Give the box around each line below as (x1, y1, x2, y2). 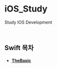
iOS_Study (4, 3, 48, 14)
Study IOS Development (4, 19, 53, 25)
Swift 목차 (4, 44, 34, 52)
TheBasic (11, 57, 31, 63)
